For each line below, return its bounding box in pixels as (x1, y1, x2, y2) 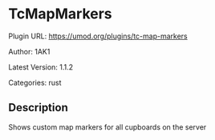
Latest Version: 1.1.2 (8, 62, 74, 72)
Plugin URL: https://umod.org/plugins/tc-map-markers (8, 31, 189, 41)
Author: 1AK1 (8, 46, 51, 56)
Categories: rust (8, 78, 62, 87)
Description (8, 101, 68, 114)
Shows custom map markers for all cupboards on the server (8, 122, 207, 132)
